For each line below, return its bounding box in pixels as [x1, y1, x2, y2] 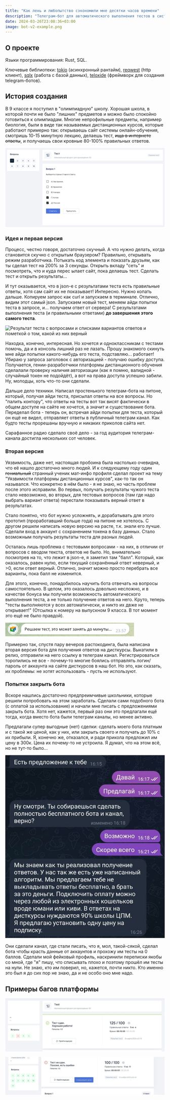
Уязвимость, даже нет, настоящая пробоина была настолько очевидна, [5, 459, 160, 466]
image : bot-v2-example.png [5, 24, 62, 29]
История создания [5, 92, 67, 101]
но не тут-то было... [5, 745, 48, 751]
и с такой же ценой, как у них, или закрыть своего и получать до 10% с [5, 729, 160, 735]
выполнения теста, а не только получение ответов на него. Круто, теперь [5, 596, 165, 602]
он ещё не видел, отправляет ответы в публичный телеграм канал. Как [5, 415, 160, 421]
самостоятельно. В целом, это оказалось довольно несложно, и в [5, 585, 149, 591]
